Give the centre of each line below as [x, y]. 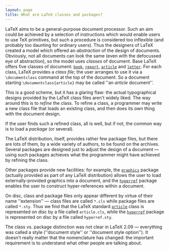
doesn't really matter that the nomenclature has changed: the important [79, 237]
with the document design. [33, 113]
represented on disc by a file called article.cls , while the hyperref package [85, 212]
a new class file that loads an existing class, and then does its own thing [80, 108]
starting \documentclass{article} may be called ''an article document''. [79, 82]
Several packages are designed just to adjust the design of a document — [82, 149]
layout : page [19, 10]
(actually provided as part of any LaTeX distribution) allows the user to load [83, 175]
